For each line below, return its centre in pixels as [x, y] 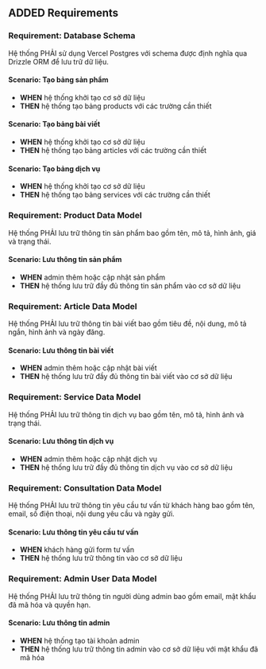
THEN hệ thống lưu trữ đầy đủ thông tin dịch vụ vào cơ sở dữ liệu [126, 467]
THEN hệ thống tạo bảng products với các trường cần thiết [116, 106]
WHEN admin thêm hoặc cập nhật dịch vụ [88, 459]
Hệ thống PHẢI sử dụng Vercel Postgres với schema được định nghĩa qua [128, 53]
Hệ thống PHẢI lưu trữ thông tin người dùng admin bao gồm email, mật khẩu [132, 596]
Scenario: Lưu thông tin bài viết [61, 350]
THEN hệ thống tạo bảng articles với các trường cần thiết [113, 151]
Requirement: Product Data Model [75, 216]
